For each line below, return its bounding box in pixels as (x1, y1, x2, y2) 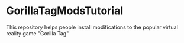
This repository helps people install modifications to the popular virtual (6, 24, 179, 31)
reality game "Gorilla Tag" (6, 29, 69, 37)
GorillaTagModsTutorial (6, 4, 124, 18)
